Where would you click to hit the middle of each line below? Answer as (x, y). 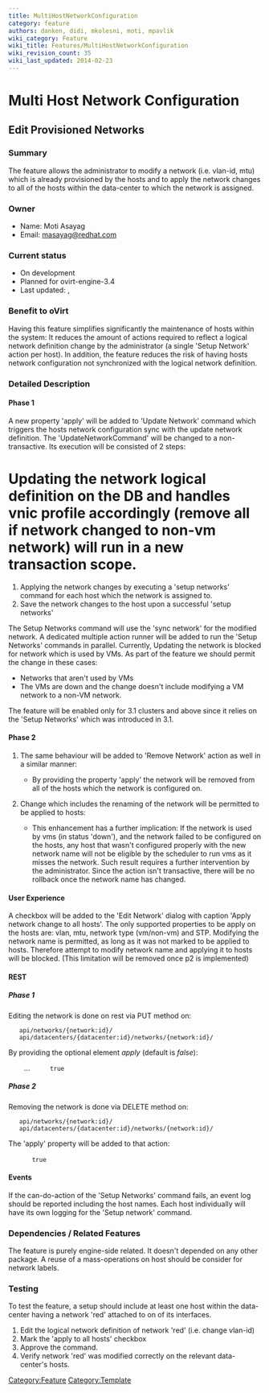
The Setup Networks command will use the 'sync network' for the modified (132, 628)
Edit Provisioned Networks (76, 130)
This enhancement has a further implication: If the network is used (142, 828)
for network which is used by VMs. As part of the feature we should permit (132, 654)
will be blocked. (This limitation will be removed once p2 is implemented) (128, 958)
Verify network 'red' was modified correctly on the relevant (118, 1356)
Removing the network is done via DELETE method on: (98, 1106)
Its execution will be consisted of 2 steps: (117, 446)
